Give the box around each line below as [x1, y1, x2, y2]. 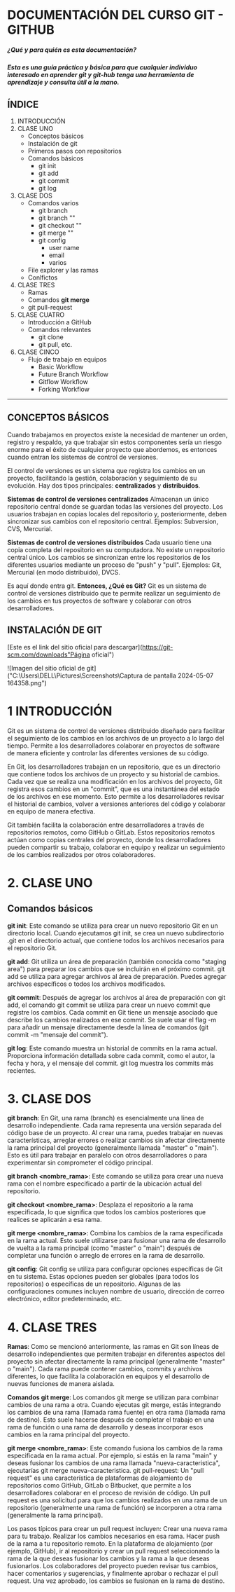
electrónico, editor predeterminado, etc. [7, 1295, 122, 1303]
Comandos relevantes [27, 325, 92, 334]
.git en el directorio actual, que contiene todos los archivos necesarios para [7, 936, 225, 945]
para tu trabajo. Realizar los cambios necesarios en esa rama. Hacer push [7, 1532, 220, 1541]
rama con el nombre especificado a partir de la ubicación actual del [7, 1179, 202, 1188]
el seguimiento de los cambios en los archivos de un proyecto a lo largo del [7, 734, 225, 742]
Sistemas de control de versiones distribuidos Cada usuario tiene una [7, 538, 212, 547]
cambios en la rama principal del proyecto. [7, 1430, 131, 1439]
